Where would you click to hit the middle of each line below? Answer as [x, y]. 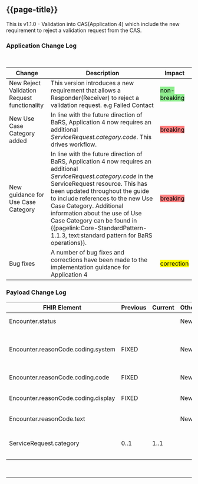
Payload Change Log [36, 292]
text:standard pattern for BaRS [110, 235]
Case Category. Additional [87, 206]
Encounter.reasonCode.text [47, 419]
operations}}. [69, 243]
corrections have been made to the [99, 260]
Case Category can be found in [94, 221]
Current [164, 308]
